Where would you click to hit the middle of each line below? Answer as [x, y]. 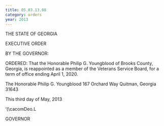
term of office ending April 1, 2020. [42, 74]
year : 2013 [17, 19]
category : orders [24, 15]
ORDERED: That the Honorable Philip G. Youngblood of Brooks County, [79, 64]
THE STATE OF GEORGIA [31, 34]
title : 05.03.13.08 [26, 10]
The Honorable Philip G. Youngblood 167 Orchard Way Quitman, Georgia [81, 84]
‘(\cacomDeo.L [21, 109]
